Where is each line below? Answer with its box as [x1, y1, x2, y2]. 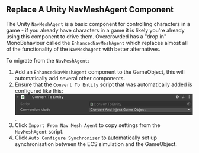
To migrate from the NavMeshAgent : [6, 57, 89, 64]
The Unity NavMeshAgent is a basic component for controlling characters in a [6, 20, 191, 27]
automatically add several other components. [14, 74, 126, 82]
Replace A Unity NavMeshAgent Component [6, 5, 174, 15]
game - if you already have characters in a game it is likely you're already [6, 27, 185, 34]
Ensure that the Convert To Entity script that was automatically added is [14, 81, 192, 88]
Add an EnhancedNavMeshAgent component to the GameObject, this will [14, 68, 185, 76]
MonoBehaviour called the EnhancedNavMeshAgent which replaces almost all [6, 39, 188, 46]
